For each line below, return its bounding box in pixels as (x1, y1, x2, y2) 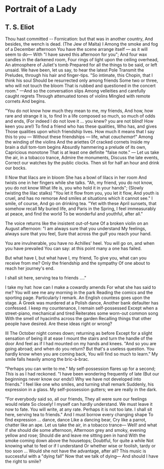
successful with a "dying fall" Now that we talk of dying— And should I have (5, 453, 159, 459)
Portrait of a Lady (5, 3, 77, 15)
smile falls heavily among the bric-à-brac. (5, 356, 90, 362)
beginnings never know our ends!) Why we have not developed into (5, 376, 141, 382)
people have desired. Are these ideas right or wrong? (5, 321, 113, 327)
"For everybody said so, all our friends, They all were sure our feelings (5, 396, 147, 402)
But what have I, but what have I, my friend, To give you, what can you (5, 255, 147, 260)
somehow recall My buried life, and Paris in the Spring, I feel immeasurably (5, 206, 156, 211)
